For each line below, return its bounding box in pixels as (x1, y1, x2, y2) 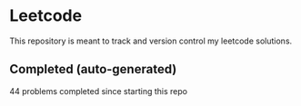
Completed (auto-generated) (9, 62, 177, 77)
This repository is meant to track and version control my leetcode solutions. (9, 35, 293, 46)
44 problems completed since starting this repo (9, 85, 188, 96)
